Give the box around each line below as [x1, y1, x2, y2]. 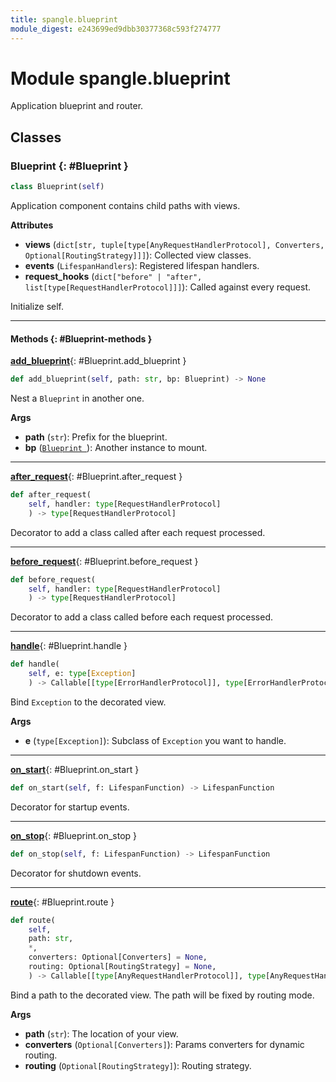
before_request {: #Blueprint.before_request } [10, 555, 199, 567]
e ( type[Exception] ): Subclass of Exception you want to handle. [24, 734, 287, 746]
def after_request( [10, 490, 92, 500]
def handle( [10, 659, 60, 670]
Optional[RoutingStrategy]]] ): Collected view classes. [24, 249, 252, 261]
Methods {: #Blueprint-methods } [10, 332, 153, 345]
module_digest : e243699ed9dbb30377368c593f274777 [10, 24, 222, 34]
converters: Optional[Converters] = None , [28, 952, 208, 963]
